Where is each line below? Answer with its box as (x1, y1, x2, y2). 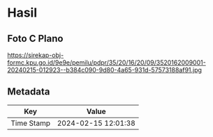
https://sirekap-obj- (7, 51, 64, 59)
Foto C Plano (7, 33, 64, 45)
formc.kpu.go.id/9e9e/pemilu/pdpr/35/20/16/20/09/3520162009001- (7, 58, 206, 67)
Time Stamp (10, 118, 51, 128)
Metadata (7, 86, 50, 98)
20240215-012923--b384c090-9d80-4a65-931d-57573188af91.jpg (7, 66, 203, 74)
